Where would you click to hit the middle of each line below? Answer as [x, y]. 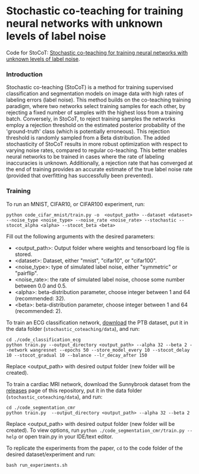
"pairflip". [26, 273]
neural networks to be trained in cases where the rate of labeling [85, 157]
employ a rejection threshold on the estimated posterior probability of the [96, 125]
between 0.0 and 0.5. [41, 286]
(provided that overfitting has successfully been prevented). [80, 176]
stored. [23, 254]
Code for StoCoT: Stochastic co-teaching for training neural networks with [97, 52]
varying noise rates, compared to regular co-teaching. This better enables [97, 150]
